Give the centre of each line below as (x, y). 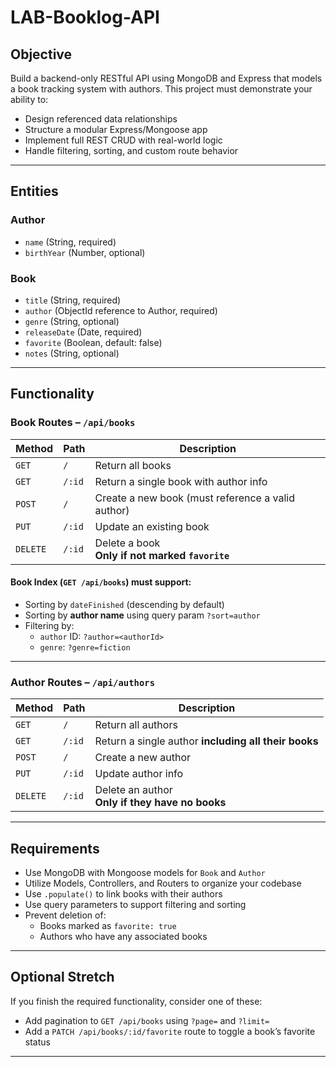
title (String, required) (73, 300)
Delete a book (127, 543)
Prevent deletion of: (65, 915)
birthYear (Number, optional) (85, 252)
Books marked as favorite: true (108, 925)
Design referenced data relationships (101, 119)
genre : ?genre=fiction (85, 647)
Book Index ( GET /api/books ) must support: (101, 582)
